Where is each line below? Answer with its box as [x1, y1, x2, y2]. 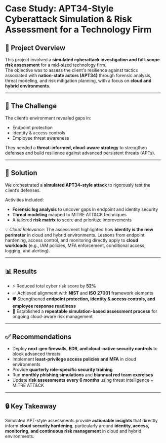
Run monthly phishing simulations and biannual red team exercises [12, 372, 153, 378]
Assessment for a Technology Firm [5, 24, 152, 35]
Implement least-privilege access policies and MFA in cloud [12, 356, 137, 362]
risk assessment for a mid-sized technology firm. [5, 62, 107, 68]
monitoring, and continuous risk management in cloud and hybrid [5, 428, 142, 434]
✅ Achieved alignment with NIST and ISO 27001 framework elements [12, 290, 154, 296]
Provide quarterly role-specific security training [12, 366, 113, 373]
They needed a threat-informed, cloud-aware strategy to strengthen [5, 144, 147, 151]
